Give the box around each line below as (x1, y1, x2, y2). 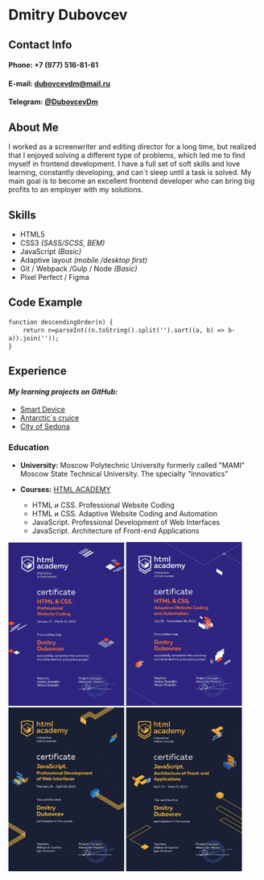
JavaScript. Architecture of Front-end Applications (31, 526, 200, 536)
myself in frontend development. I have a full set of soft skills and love (8, 159, 241, 169)
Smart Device (19, 405, 66, 415)
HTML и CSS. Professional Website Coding (31, 500, 175, 510)
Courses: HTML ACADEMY (19, 484, 111, 494)
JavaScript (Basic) (19, 246, 82, 256)
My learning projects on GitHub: (8, 386, 118, 396)
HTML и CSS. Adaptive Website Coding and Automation (31, 508, 217, 518)
